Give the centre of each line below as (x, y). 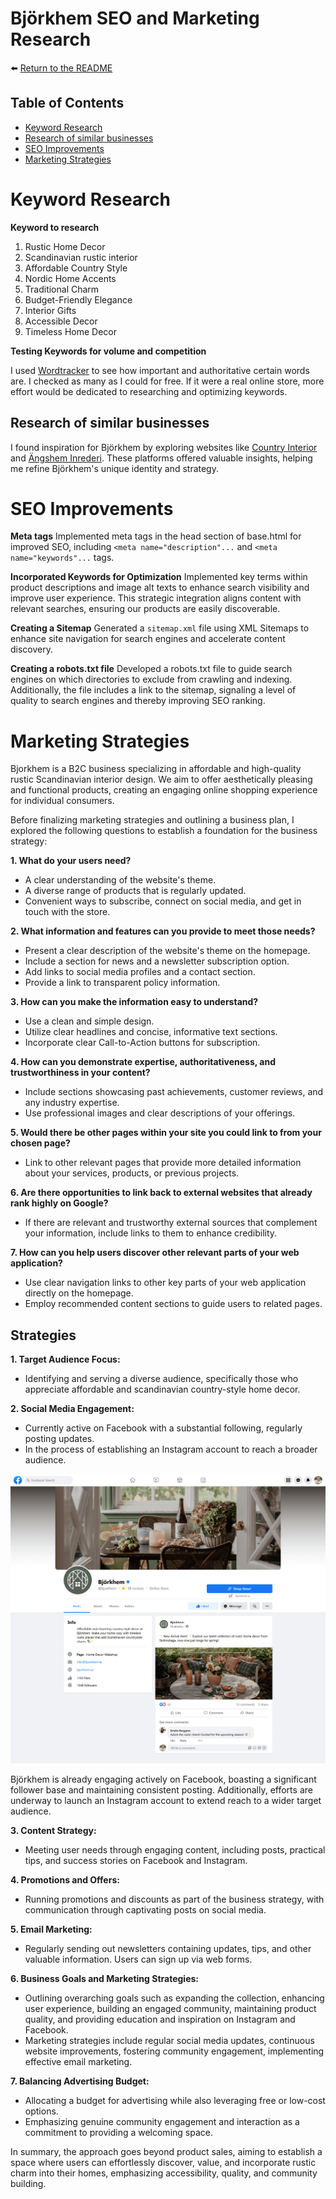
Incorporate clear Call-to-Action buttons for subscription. (142, 1043)
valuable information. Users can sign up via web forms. (138, 1959)
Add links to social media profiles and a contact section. (140, 972)
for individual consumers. (62, 801)
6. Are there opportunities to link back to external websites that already (161, 1193)
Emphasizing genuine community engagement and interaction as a (162, 2122)
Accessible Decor (61, 321)
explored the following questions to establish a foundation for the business (164, 831)
